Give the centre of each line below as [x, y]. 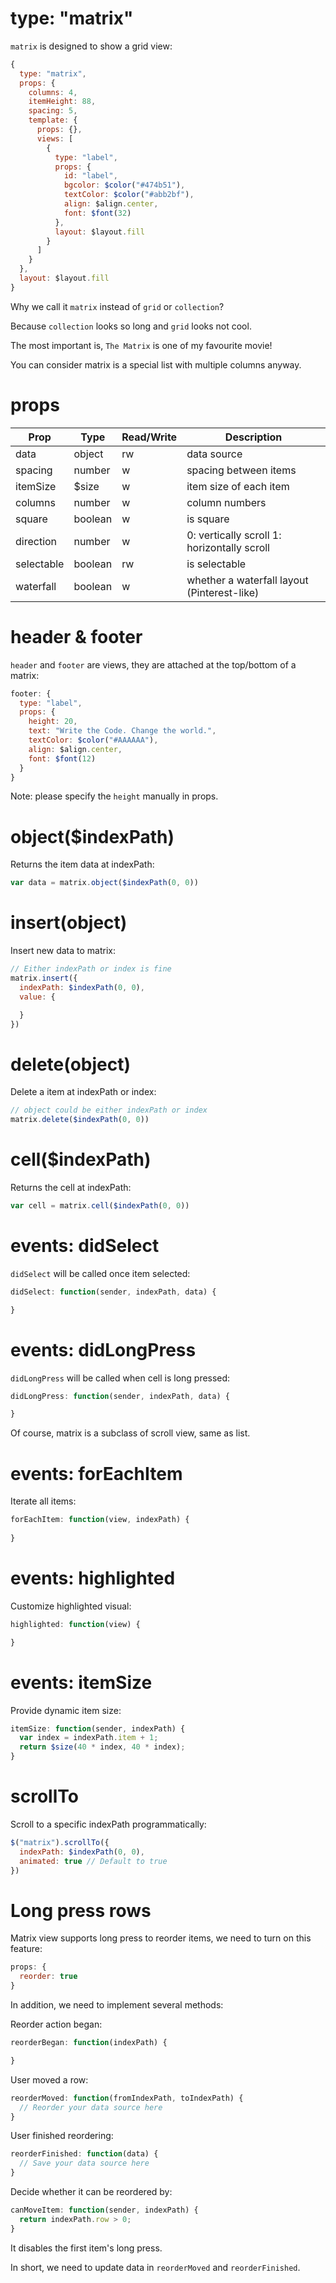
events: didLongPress [103, 1349]
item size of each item [238, 486]
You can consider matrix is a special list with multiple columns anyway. [156, 364]
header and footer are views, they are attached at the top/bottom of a [153, 664]
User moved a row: [49, 2079]
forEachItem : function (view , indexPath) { [100, 1520]
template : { [53, 120]
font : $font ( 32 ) [97, 213]
